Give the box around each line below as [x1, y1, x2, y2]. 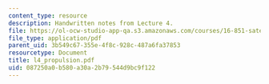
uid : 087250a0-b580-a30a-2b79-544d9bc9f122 [8, 64, 156, 72]
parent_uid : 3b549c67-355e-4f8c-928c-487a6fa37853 [8, 42, 181, 50]
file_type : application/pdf [8, 34, 102, 42]
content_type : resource [8, 11, 88, 20]
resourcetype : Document [8, 49, 88, 57]
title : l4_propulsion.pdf [8, 57, 94, 65]
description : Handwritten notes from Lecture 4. [8, 19, 174, 27]
